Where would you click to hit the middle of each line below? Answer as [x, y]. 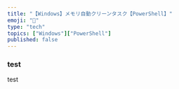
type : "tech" [26, 27]
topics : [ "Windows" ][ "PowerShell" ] [59, 33]
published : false [33, 40]
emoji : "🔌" [23, 20]
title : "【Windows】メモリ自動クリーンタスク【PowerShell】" [90, 14]
